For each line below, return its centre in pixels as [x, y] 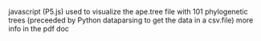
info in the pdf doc [39, 29]
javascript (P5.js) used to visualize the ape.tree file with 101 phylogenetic [128, 12]
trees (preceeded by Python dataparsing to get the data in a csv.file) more [131, 20]
